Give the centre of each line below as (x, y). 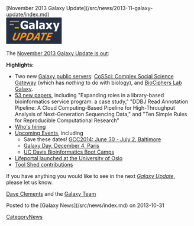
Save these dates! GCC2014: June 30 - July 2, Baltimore (92, 139)
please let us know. (30, 183)
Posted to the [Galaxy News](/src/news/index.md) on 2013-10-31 (85, 205)
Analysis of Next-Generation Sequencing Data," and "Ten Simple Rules (101, 114)
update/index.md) (28, 14)
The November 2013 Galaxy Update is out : (58, 53)
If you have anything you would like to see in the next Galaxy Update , (91, 176)
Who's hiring (30, 127)
